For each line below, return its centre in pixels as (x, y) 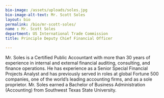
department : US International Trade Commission (57, 34)
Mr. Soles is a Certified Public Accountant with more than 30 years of (78, 57)
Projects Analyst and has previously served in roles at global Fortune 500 (82, 73)
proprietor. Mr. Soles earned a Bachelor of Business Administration (75, 84)
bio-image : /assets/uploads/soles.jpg (46, 10)
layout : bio (18, 19)
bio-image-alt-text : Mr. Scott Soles (45, 15)
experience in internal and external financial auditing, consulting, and (78, 63)
